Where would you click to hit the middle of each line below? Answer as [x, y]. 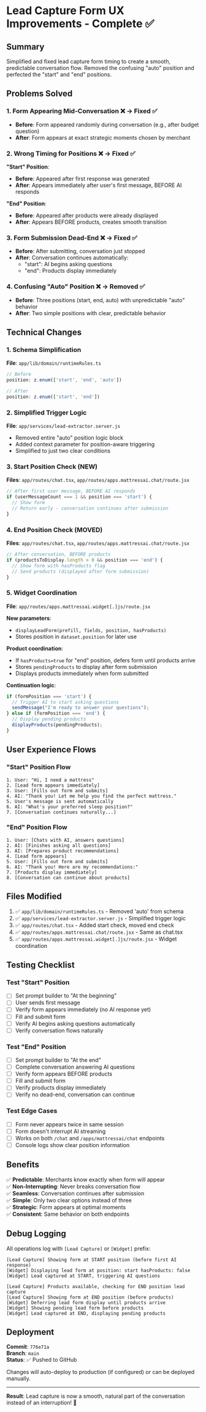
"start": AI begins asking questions [68, 264]
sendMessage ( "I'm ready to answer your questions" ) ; [81, 708]
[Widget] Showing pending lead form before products [75, 1308]
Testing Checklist [40, 965]
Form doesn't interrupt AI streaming [60, 1131]
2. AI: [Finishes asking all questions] [59, 845]
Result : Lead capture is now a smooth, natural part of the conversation [96, 1396]
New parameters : [29, 618]
